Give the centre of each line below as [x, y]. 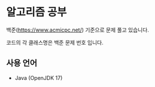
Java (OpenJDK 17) [39, 77]
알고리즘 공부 [37, 12]
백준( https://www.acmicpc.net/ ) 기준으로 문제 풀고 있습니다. [78, 30]
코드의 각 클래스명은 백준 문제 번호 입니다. [55, 42]
